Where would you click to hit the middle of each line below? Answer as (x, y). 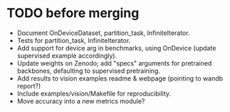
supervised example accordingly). (67, 56)
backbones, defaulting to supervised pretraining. (89, 71)
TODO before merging (73, 13)
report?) (29, 86)
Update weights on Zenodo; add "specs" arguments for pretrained (114, 63)
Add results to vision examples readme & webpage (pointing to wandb (120, 78)
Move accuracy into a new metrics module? (81, 101)
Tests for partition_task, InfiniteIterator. (74, 40)
